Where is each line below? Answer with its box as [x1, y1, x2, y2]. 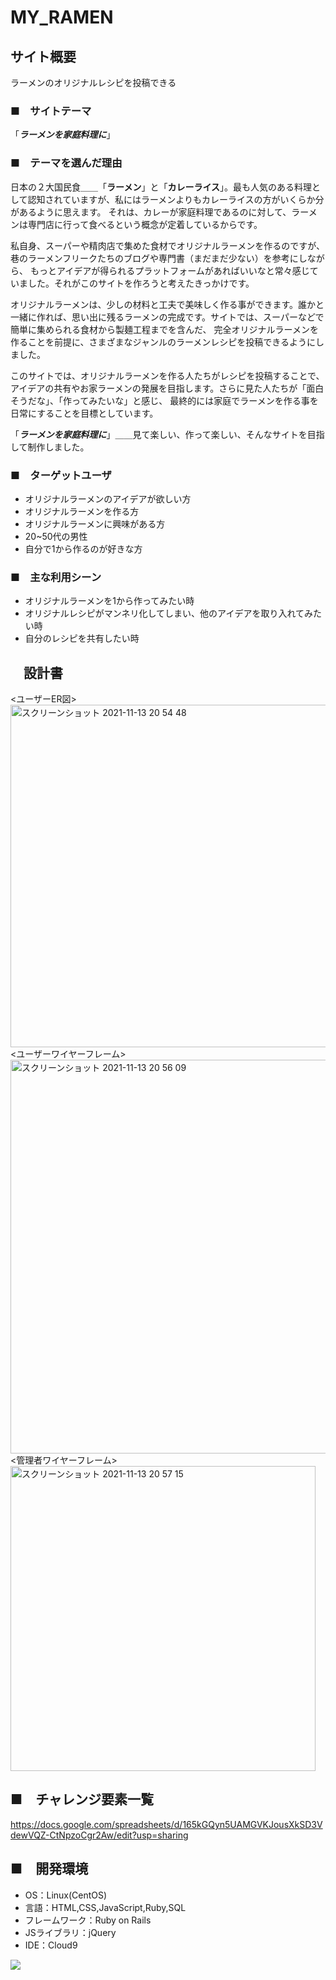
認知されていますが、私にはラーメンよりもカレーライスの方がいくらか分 [27, 193, 325, 205]
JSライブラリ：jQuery [24, 1926, 117, 1938]
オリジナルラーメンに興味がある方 [24, 517, 166, 530]
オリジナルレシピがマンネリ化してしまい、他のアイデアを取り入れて [24, 607, 305, 620]
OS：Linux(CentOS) [24, 1889, 108, 1901]
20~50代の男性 [24, 530, 88, 542]
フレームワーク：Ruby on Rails [24, 1914, 152, 1926]
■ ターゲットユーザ [10, 468, 112, 482]
